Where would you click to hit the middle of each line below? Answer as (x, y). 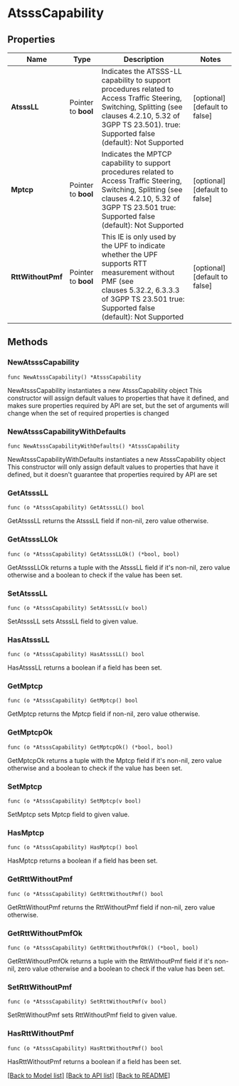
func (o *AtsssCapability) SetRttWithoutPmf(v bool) (87, 1002)
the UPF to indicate (133, 246)
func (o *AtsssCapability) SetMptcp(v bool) (74, 801)
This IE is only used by (139, 237)
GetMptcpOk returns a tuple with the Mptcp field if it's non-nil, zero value (115, 760)
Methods (28, 342)
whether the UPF (129, 254)
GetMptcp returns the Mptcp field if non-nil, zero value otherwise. (104, 714)
